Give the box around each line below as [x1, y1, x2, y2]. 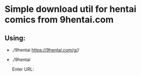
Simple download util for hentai [4, 3, 137, 15]
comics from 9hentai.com [4, 14, 114, 25]
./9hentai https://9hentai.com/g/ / [11, 47, 80, 53]
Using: [4, 34, 26, 42]
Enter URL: [11, 66, 34, 72]
